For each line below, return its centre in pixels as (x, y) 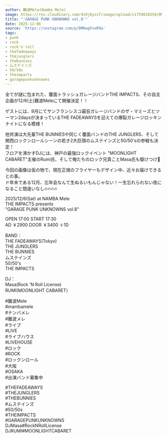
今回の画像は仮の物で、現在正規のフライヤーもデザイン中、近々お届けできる (83, 170)
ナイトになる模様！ (25, 123)
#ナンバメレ (17, 312)
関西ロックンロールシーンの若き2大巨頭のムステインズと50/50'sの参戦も (80, 140)
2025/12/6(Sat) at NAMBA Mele (38, 198)
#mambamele (19, 306)
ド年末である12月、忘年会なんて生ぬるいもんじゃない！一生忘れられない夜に (83, 182)
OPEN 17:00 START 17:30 (31, 219)
